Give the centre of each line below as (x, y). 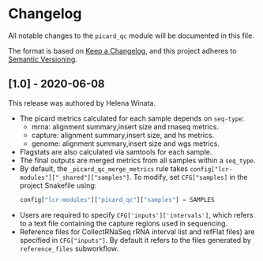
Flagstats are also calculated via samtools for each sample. (116, 151)
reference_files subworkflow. (69, 248)
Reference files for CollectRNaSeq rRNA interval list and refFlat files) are (137, 231)
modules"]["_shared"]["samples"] (75, 177)
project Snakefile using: (58, 185)
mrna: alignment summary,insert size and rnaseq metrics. (125, 126)
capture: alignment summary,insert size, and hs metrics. (123, 135)
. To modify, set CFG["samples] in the (188, 177)
